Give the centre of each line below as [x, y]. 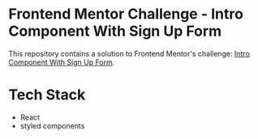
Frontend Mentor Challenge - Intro [126, 14]
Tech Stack [47, 95]
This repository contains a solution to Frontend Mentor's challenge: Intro [129, 53]
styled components [52, 125]
